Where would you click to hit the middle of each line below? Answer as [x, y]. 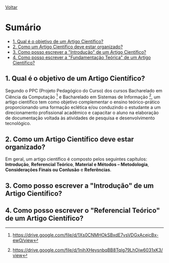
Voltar [11, 7]
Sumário [23, 28]
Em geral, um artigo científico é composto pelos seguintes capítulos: [76, 159]
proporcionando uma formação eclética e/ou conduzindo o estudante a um [83, 107]
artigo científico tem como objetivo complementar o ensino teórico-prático [82, 102]
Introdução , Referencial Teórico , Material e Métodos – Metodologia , [77, 165]
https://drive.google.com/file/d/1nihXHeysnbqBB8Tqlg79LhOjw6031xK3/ [88, 250]
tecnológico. [18, 123]
